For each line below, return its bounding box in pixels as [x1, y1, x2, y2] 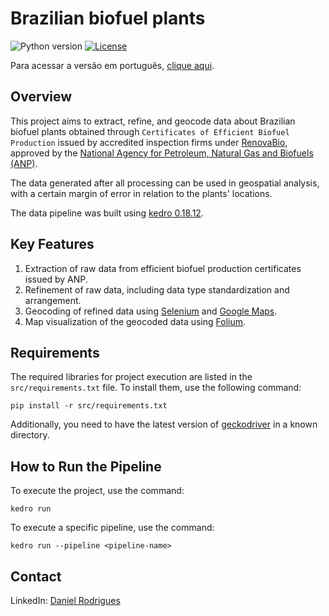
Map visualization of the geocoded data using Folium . [24, 315, 247, 327]
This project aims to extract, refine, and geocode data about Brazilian [10, 115, 296, 127]
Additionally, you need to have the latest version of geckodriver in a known [10, 418, 318, 431]
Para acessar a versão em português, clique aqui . [10, 59, 215, 71]
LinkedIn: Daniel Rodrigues [10, 595, 121, 606]
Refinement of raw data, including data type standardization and [24, 283, 290, 296]
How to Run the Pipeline [10, 458, 162, 475]
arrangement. [24, 294, 82, 306]
